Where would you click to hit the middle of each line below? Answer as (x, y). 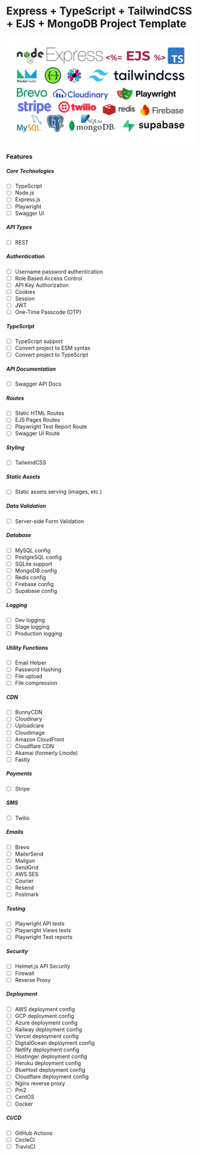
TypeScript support (39, 341)
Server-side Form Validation (49, 521)
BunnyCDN (29, 712)
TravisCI (25, 1146)
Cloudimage (30, 732)
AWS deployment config (45, 1009)
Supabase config (36, 590)
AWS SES (27, 874)
